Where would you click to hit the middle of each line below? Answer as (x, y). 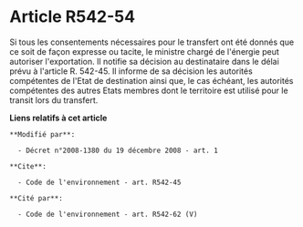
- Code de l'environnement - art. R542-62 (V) (108, 214)
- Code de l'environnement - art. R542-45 (99, 182)
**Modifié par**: (42, 134)
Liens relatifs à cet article (58, 118)
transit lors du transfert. (54, 100)
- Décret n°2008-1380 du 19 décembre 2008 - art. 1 (118, 150)
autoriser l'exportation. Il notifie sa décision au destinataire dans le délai (145, 61)
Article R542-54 (72, 17)
